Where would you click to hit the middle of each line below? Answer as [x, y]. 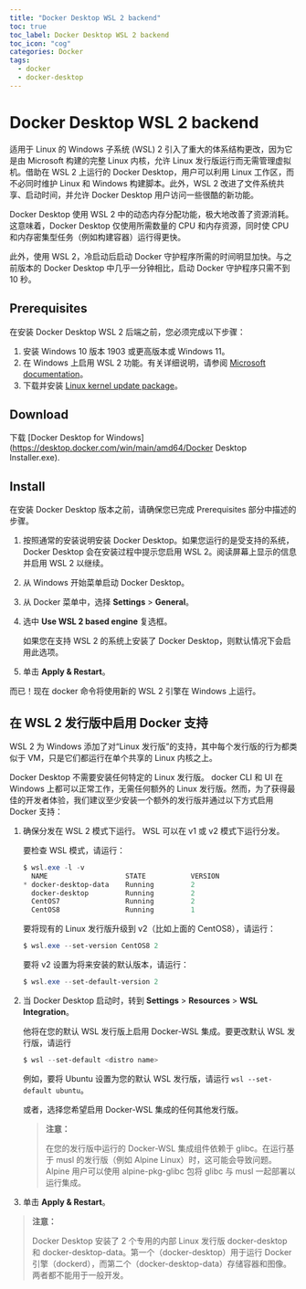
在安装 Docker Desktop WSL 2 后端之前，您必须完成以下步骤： [127, 332]
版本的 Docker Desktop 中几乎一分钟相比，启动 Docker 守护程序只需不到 [153, 268]
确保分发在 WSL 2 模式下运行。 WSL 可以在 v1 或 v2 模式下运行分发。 [153, 830]
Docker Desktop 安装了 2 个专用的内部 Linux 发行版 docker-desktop [159, 1241]
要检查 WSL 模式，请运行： [74, 850]
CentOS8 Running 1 [113, 910]
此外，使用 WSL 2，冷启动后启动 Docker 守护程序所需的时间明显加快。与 [147, 256]
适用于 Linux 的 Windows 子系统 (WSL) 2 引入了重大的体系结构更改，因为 [147, 149]
